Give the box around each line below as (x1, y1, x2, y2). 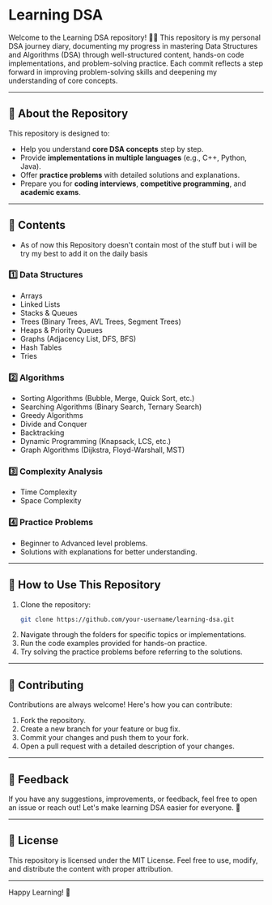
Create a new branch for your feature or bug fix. (19, 724, 181, 734)
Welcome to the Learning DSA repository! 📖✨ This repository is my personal (8, 32, 261, 42)
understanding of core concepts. (8, 75, 118, 85)
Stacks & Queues (19, 308, 79, 317)
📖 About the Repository (8, 107, 129, 121)
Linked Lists (19, 299, 61, 309)
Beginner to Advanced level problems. (19, 538, 148, 548)
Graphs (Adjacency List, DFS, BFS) (19, 334, 137, 343)
